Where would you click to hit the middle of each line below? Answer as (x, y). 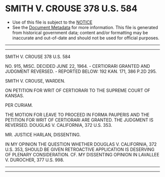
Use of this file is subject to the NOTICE (52, 22)
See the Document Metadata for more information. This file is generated (85, 27)
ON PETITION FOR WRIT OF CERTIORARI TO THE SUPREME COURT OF (78, 90)
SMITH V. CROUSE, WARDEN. (35, 81)
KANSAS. (15, 95)
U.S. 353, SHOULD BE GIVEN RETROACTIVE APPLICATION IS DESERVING (80, 149)
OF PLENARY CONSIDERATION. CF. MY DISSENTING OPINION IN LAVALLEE (82, 154)
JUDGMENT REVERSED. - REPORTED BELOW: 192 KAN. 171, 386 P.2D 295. (81, 71)
